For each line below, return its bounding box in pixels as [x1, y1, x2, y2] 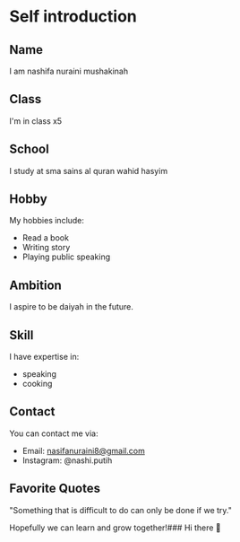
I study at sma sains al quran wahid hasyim [9, 165, 168, 176]
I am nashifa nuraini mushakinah [9, 66, 128, 76]
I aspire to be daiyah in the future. [9, 302, 134, 312]
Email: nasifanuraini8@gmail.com [21, 445, 145, 456]
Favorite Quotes [9, 481, 101, 496]
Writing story [21, 242, 71, 253]
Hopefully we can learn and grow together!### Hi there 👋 [9, 522, 221, 533]
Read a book [21, 232, 70, 243]
